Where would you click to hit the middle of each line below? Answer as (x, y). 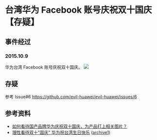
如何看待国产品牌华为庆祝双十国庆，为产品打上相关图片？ (70, 126)
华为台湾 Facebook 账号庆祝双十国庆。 (44, 67)
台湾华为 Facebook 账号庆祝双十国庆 (78, 10)
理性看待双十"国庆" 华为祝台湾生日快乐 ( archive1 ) (61, 132)
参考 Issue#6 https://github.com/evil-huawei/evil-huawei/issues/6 (71, 97)
